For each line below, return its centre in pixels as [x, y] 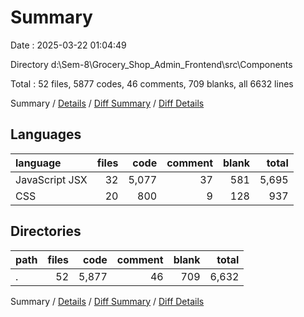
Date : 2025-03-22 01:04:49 [68, 45]
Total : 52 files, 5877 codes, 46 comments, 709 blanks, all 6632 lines [152, 83]
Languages [46, 134]
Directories [46, 231]
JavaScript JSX [51, 179]
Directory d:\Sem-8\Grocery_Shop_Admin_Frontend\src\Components [151, 64]
